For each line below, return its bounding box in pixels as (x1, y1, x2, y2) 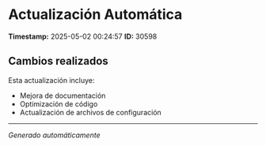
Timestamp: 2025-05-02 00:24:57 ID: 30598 (8, 32, 158, 41)
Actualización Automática (8, 6, 183, 24)
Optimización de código (19, 99, 98, 108)
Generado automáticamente (8, 130, 101, 140)
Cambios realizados (8, 54, 108, 68)
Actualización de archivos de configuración (19, 107, 162, 117)
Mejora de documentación (19, 91, 106, 100)
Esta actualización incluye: (8, 75, 95, 84)
